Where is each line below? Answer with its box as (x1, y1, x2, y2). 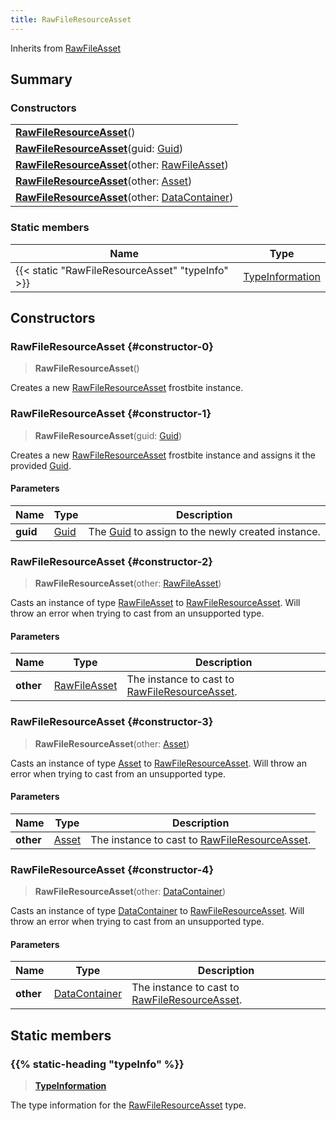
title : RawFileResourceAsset (10, 14, 132, 25)
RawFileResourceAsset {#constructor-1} (10, 407, 212, 421)
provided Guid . (10, 459, 72, 471)
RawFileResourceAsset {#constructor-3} (10, 715, 214, 729)
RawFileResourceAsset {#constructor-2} (10, 554, 213, 568)
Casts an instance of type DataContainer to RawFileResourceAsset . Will (10, 905, 305, 917)
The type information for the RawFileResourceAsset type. (10, 1099, 247, 1111)
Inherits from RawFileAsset (10, 42, 122, 54)
